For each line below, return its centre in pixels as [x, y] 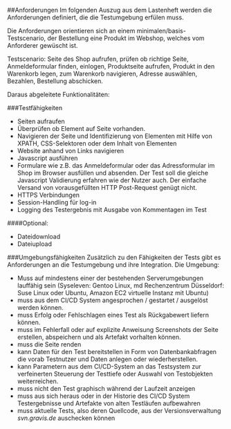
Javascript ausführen [47, 158]
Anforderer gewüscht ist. [43, 45]
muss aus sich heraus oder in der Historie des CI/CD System [103, 396]
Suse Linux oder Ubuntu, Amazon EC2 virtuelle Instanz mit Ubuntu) [113, 293]
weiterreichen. [38, 381]
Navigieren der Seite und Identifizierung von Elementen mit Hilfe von [114, 136]
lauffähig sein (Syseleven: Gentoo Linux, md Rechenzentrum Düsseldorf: [121, 286]
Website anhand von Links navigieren [71, 151]
